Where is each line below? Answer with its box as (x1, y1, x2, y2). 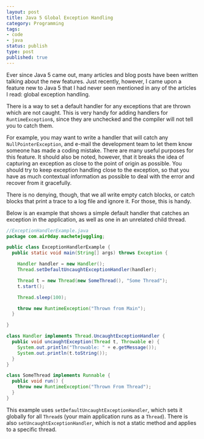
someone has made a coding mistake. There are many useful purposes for (6, 147, 194, 154)
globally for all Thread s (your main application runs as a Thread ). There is (6, 413, 188, 420)
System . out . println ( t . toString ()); (17, 350, 108, 356)
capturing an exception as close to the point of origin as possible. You (6, 159, 182, 167)
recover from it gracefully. (6, 179, 72, 186)
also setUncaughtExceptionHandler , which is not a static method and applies (6, 419, 197, 426)
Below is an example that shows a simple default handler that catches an (6, 209, 189, 217)
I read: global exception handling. (6, 90, 90, 98)
